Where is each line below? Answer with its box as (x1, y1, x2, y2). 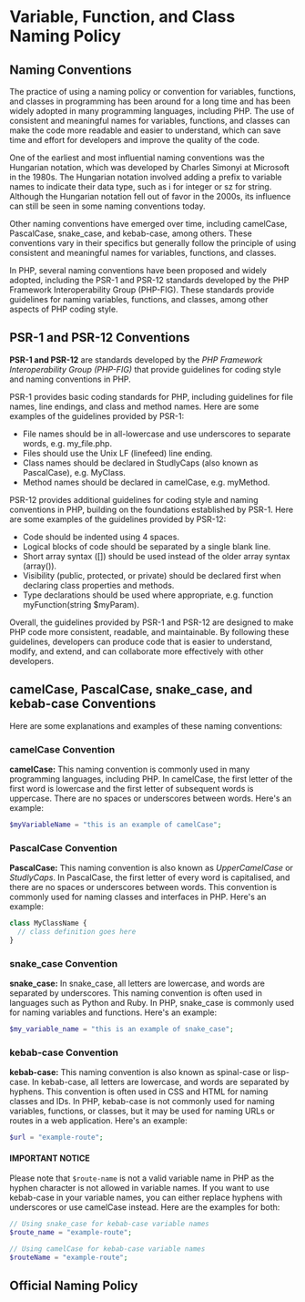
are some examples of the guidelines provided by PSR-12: (9, 513, 227, 525)
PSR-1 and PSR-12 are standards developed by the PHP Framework (9, 354, 263, 365)
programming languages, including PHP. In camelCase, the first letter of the (9, 773, 293, 784)
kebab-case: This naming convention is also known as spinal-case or (9, 1067, 271, 1078)
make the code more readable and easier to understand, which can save (9, 125, 281, 136)
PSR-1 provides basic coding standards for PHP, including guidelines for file (9, 391, 294, 402)
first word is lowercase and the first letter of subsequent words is (9, 783, 254, 794)
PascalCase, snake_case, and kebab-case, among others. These (9, 228, 252, 239)
